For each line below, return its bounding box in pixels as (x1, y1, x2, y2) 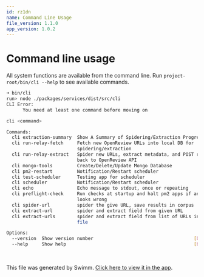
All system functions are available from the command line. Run (6, 72, 163, 79)
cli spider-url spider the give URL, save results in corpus (12, 202, 194, 208)
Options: (6, 230, 29, 236)
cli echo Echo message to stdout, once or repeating (12, 185, 189, 192)
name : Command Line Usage (6, 15, 72, 21)
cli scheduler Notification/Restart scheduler (12, 179, 159, 185)
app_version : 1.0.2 (6, 25, 56, 32)
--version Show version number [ (12, 236, 197, 242)
